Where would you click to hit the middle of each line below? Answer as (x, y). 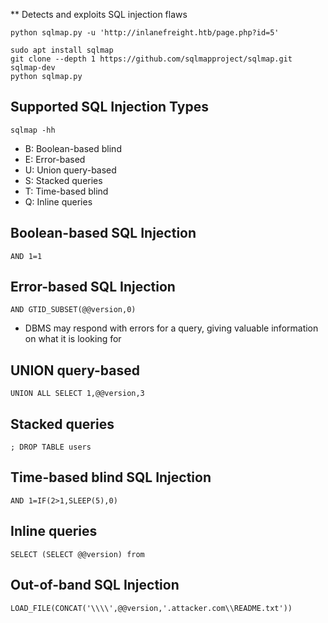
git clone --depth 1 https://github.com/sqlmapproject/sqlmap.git (151, 59)
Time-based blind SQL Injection (111, 477)
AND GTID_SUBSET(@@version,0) (73, 310)
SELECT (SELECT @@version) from (77, 554)
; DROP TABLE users (51, 447)
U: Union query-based (70, 170)
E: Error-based (55, 159)
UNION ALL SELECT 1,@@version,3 (77, 394)
